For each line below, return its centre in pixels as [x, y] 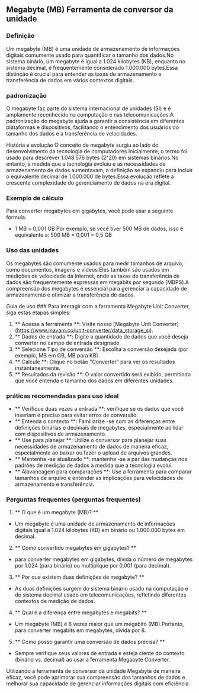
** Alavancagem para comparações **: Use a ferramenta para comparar [103, 471]
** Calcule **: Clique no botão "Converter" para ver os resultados [95, 362]
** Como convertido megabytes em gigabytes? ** [76, 548]
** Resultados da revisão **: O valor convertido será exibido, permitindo [103, 374]
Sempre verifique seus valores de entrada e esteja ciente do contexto [99, 653]
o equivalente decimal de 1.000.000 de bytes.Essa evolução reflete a [90, 176]
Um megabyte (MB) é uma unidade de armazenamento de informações [93, 49]
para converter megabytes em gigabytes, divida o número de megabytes [104, 559]
